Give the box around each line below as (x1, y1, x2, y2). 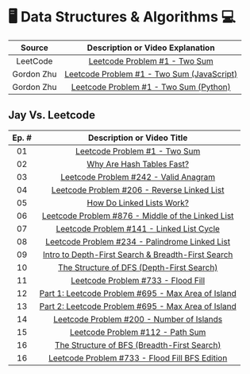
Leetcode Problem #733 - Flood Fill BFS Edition (48, 353, 228, 364)
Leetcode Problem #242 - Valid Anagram (60, 171, 216, 182)
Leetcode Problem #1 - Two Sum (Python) (71, 81, 232, 92)
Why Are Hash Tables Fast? (87, 158, 189, 169)
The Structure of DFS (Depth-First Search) (58, 262, 218, 273)
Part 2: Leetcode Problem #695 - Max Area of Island (39, 301, 237, 312)
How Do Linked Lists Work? (87, 197, 189, 208)
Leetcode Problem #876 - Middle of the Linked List (41, 210, 234, 221)
